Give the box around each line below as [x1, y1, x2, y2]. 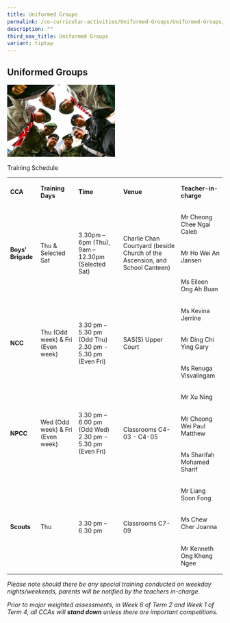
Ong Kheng [180, 552, 213, 560]
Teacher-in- [180, 184, 218, 192]
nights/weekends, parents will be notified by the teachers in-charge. [7, 587, 201, 596]
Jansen [180, 256, 202, 265]
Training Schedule [7, 163, 59, 171]
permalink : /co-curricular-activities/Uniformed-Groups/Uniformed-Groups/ [7, 18, 225, 25]
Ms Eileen [180, 278, 209, 286]
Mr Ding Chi [180, 335, 214, 343]
